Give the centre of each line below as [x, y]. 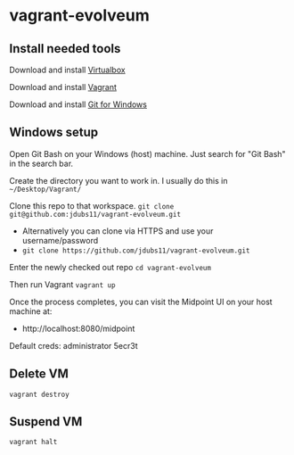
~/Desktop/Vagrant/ [45, 189]
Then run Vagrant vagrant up [62, 284]
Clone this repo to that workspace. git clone [92, 205]
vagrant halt [33, 443]
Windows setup [54, 132]
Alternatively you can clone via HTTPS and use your [118, 231]
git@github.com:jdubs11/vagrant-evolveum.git [95, 214]
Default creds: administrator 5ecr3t [73, 345]
